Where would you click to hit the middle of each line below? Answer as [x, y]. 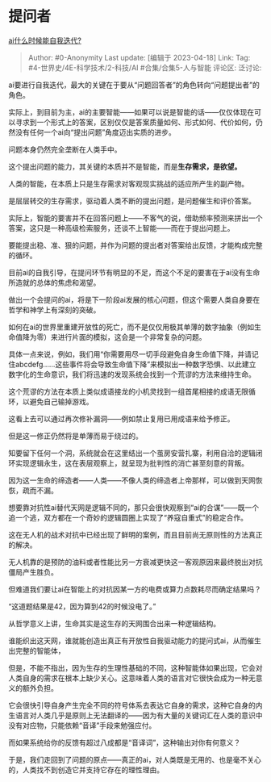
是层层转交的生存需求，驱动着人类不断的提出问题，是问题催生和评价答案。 [132, 201]
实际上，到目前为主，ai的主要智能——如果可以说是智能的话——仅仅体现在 [131, 112]
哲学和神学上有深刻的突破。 [54, 309]
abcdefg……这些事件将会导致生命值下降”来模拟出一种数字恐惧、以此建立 [135, 364]
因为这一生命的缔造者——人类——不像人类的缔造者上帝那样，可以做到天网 [132, 480]
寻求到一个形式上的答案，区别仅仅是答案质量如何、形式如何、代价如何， [135, 122]
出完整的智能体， [37, 650]
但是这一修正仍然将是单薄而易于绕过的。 [75, 436]
